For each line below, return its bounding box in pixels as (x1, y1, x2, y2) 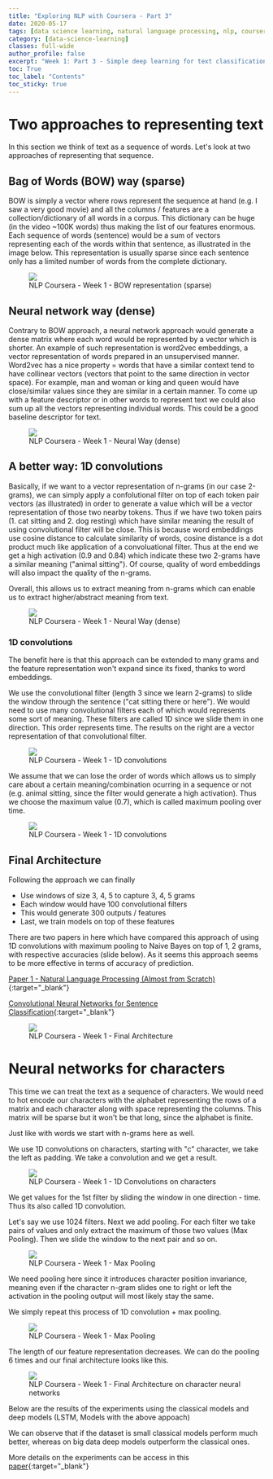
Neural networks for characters (8, 1060, 226, 1078)
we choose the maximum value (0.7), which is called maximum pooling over (8, 797, 262, 807)
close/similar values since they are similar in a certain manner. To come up (8, 386, 258, 396)
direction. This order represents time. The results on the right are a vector (8, 722, 255, 733)
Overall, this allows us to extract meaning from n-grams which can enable (8, 583, 256, 593)
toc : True (8, 65, 42, 73)
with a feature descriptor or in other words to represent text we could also (8, 395, 256, 405)
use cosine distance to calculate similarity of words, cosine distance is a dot (8, 533, 263, 542)
